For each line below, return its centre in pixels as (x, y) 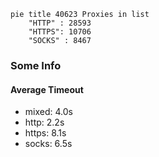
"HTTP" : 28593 (60, 23)
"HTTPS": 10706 (60, 32)
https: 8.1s (45, 133)
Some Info (36, 65)
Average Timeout (47, 89)
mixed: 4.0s (48, 112)
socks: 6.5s (48, 144)
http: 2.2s (44, 122)
